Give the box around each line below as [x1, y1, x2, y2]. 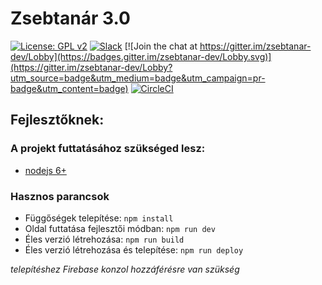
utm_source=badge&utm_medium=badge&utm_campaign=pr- [10, 72, 266, 84]
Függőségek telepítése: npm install [24, 212, 174, 224]
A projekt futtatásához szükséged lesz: [10, 142, 206, 156]
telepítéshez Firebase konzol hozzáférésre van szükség [10, 263, 240, 275]
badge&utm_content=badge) [10, 82, 129, 94]
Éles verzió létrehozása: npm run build [24, 233, 185, 245]
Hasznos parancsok [10, 189, 110, 203]
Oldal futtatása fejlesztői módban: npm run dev [24, 222, 216, 234]
